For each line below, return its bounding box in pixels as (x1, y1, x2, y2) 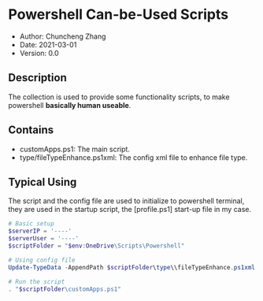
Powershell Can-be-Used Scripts (8, 6, 229, 24)
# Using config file (8, 256, 76, 264)
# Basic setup (8, 220, 55, 228)
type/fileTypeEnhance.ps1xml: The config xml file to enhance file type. (19, 152, 248, 162)
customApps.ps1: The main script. (19, 144, 130, 154)
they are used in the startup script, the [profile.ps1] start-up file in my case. (8, 205, 252, 214)
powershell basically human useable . (8, 100, 131, 110)
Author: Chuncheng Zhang (19, 32, 106, 41)
